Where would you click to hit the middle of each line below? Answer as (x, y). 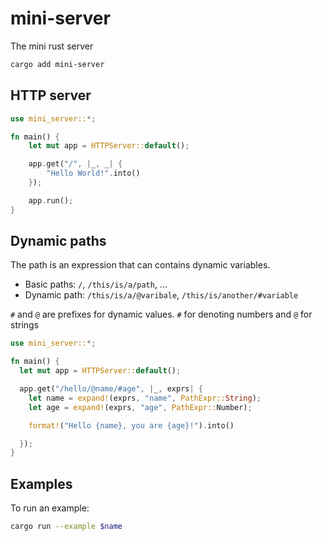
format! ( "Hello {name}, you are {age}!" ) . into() (131, 425)
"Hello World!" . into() (93, 173)
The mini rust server (52, 46)
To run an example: (50, 508)
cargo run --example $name (66, 527)
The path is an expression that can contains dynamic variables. (140, 265)
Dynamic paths (58, 241)
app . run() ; (51, 200)
